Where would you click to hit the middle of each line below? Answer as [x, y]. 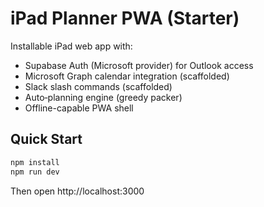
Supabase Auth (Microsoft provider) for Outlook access [139, 65]
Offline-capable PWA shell [79, 108]
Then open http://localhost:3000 [77, 191]
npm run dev [35, 172]
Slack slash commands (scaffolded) [98, 86]
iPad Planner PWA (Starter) [125, 18]
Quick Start [46, 139]
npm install [35, 162]
